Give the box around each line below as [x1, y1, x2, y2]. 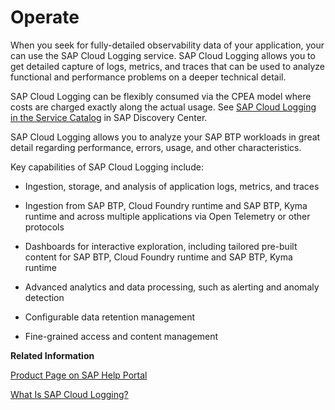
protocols [24, 221, 65, 233]
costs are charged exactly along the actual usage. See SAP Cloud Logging [10, 101, 317, 113]
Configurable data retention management [24, 311, 196, 323]
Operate [10, 6, 80, 29]
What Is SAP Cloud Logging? [10, 388, 129, 400]
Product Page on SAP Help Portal [10, 369, 148, 381]
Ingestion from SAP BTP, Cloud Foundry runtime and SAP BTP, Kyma [24, 199, 308, 211]
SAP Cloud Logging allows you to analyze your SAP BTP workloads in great [10, 131, 321, 143]
